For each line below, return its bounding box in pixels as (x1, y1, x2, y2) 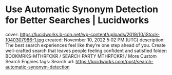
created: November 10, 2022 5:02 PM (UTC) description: (45, 37, 165, 43)
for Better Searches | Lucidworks (5, 14, 149, 26)
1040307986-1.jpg (5, 37, 45, 43)
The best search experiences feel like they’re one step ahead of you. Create (5, 42, 166, 48)
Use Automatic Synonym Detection (5, 4, 158, 15)
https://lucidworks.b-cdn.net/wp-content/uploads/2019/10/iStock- (20, 31, 160, 37)
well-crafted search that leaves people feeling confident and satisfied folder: (5, 47, 167, 54)
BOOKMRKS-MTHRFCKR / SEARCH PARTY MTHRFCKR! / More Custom (5, 53, 157, 59)
